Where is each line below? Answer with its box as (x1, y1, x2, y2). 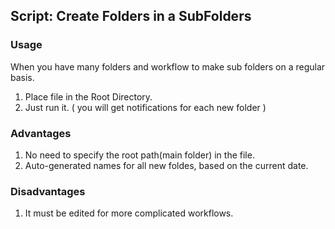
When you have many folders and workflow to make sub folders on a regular (10, 60, 326, 73)
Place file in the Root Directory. (24, 90, 153, 103)
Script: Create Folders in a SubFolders (10, 8, 252, 25)
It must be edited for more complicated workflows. (24, 207, 234, 219)
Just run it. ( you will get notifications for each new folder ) (24, 101, 267, 113)
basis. (10, 71, 35, 83)
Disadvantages (10, 184, 86, 198)
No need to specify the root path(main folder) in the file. (24, 149, 255, 161)
